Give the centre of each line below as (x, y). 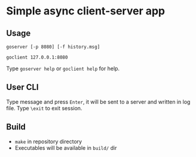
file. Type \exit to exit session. (44, 108)
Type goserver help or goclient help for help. (63, 68)
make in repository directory (48, 141)
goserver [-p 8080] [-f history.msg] (53, 47)
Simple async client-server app (86, 11)
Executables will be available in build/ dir (66, 147)
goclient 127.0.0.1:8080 (37, 58)
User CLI (22, 87)
